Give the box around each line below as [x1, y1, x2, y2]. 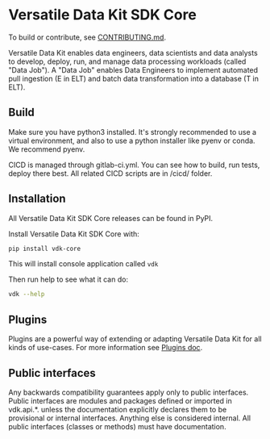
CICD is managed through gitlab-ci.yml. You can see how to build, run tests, [8, 160, 260, 169]
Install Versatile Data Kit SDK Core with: [8, 228, 139, 239]
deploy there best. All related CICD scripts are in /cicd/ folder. [8, 168, 213, 178]
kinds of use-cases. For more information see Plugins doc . [8, 343, 203, 353]
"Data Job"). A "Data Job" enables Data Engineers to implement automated [8, 65, 259, 74]
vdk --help [8, 291, 45, 299]
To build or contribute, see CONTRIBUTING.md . [8, 32, 167, 42]
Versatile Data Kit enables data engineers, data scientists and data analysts [8, 48, 258, 57]
